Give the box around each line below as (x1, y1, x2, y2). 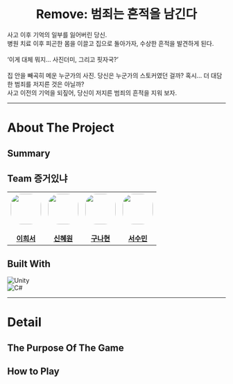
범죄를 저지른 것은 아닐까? (14, 80, 85, 88)
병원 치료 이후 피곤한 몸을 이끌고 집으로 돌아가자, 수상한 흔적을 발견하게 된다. (7, 39, 214, 47)
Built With (7, 258, 51, 270)
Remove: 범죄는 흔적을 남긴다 (35, 6, 198, 22)
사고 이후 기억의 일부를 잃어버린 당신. (7, 30, 107, 39)
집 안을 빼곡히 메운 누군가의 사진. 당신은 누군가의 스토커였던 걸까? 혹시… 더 (7, 71, 209, 80)
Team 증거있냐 (7, 173, 68, 184)
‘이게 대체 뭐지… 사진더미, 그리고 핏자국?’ (7, 55, 119, 63)
